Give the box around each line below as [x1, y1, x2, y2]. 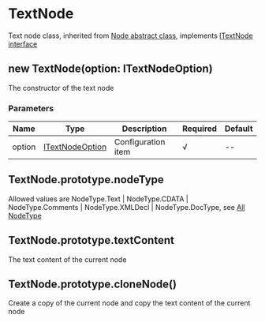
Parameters [8, 103, 54, 114]
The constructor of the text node [8, 83, 114, 92]
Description [121, 123, 167, 134]
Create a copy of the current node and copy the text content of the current [8, 298, 251, 308]
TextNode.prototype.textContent [8, 234, 175, 247]
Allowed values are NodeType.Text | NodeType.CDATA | [8, 194, 189, 204]
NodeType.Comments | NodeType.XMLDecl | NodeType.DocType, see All [8, 202, 246, 212]
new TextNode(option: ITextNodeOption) [8, 62, 213, 76]
